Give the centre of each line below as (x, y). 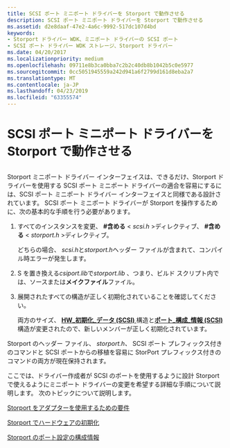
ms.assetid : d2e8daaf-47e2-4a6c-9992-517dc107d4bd (82, 26)
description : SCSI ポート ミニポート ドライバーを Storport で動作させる (105, 20)
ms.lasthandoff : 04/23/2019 (48, 91)
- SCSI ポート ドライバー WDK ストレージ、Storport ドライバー (90, 46)
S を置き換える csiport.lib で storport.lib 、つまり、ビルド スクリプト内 (115, 273)
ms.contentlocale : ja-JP (43, 85)
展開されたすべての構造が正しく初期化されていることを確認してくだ (114, 297)
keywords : (21, 33)
